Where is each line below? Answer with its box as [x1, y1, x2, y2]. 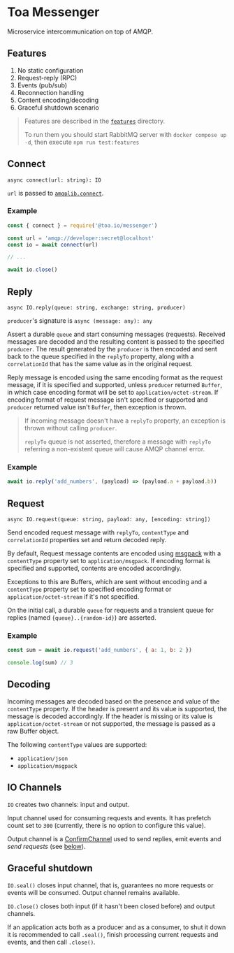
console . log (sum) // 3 [7, 660, 73, 667]
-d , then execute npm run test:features [24, 138, 140, 146]
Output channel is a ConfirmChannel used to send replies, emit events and [7, 834, 221, 843]
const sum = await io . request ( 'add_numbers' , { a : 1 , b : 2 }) [7, 647, 192, 654]
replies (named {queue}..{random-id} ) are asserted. [7, 613, 156, 622]
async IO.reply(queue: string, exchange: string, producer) [7, 305, 187, 312]
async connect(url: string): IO [7, 176, 101, 184]
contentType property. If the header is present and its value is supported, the [7, 704, 227, 713]
